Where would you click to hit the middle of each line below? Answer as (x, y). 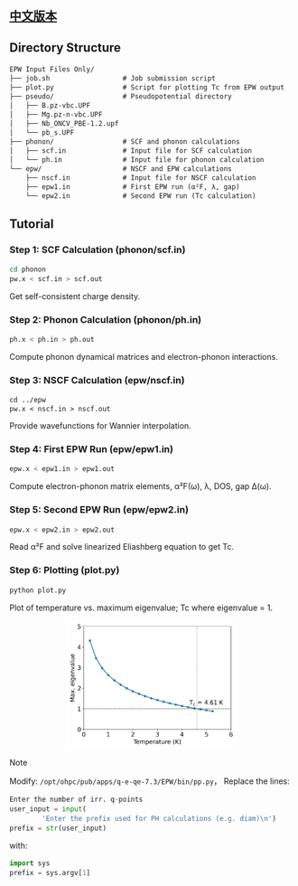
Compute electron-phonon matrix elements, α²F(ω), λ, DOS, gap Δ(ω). (141, 486)
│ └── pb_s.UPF (42, 133)
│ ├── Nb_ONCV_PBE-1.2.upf (64, 124)
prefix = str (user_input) (58, 829)
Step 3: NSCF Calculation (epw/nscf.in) (97, 380)
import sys (30, 863)
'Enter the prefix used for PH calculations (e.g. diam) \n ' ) (159, 819)
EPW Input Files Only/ (52, 70)
